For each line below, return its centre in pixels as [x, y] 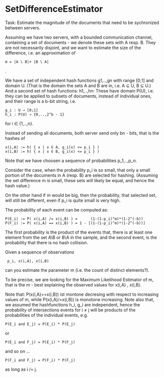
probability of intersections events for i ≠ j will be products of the [70, 310]
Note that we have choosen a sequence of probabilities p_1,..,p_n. [71, 161]
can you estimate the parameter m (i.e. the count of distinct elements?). [77, 270]
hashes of [15, 138]
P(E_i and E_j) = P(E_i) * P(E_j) [40, 324]
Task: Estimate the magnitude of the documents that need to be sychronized [82, 23]
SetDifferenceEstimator [54, 9]
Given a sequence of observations [40, 252]
